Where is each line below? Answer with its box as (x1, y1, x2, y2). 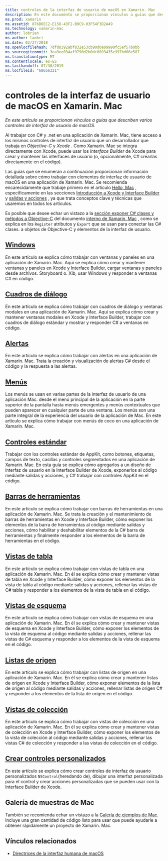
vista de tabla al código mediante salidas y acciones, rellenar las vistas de (5, 581, 157, 588)
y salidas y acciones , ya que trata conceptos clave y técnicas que (5, 195, 142, 201)
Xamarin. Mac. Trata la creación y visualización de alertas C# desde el (5, 358, 150, 364)
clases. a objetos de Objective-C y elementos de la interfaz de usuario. (5, 226, 151, 232)
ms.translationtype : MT (5, 54, 55, 59)
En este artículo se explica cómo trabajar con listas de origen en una (5, 669, 146, 676)
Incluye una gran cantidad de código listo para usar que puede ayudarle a (5, 817, 157, 823)
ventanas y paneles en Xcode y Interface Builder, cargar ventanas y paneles (5, 265, 162, 271)
